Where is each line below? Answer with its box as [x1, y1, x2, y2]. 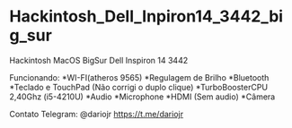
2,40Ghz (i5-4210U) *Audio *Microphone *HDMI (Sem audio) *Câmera [9, 91, 276, 102]
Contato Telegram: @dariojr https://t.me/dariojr [9, 108, 184, 119]
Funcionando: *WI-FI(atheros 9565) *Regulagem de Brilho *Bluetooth [9, 72, 270, 82]
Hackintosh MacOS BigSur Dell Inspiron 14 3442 [9, 55, 189, 65]
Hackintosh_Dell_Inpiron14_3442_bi [9, 6, 284, 27]
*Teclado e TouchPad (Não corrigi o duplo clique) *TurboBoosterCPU [9, 81, 268, 92]
